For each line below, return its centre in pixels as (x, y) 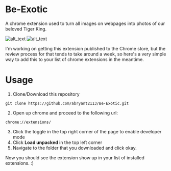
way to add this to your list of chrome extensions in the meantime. (75, 59)
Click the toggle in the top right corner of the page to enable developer (87, 131)
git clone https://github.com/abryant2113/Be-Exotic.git (67, 103)
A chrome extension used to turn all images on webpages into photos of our (85, 23)
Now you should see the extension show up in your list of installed (75, 158)
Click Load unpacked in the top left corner (57, 142)
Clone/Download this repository (46, 94)
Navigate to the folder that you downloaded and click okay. (75, 148)
